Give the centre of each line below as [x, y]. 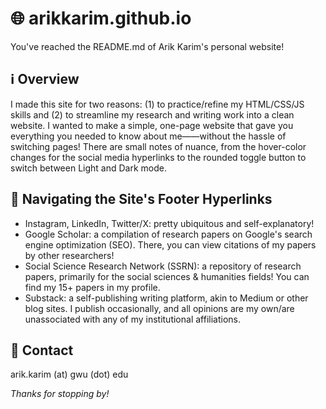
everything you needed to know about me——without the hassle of [148, 136]
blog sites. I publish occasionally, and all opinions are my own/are [159, 308]
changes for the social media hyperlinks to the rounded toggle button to [158, 157]
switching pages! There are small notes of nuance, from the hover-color [158, 146]
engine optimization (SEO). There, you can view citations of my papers [170, 244]
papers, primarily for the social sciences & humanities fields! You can [167, 276]
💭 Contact [42, 350]
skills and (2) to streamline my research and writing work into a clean [152, 114]
